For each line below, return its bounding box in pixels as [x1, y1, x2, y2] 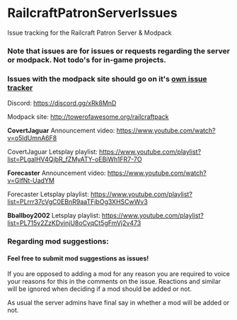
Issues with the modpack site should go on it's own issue [7, 74, 207, 84]
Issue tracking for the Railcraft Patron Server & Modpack [7, 28, 172, 37]
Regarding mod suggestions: [7, 236, 109, 246]
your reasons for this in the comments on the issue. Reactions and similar [7, 278, 221, 286]
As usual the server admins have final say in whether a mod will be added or [7, 299, 230, 307]
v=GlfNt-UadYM [7, 176, 55, 185]
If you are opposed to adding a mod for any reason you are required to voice [7, 270, 230, 278]
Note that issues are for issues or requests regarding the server [7, 46, 230, 56]
